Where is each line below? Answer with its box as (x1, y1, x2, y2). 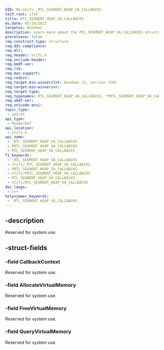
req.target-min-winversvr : (5, 84, 60, 90)
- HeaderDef (7, 121, 32, 126)
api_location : (5, 125, 34, 130)
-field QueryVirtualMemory (5, 328, 72, 335)
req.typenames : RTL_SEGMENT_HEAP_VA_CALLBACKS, (5, 93, 104, 98)
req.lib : (5, 67, 23, 71)
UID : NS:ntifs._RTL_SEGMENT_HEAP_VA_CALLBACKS (5, 7, 102, 12)
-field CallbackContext (5, 258, 60, 265)
